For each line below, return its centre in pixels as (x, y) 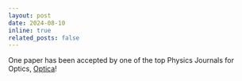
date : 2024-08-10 (37, 23)
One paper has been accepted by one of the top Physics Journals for (121, 60)
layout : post (30, 15)
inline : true (30, 30)
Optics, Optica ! (33, 69)
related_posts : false (44, 38)
